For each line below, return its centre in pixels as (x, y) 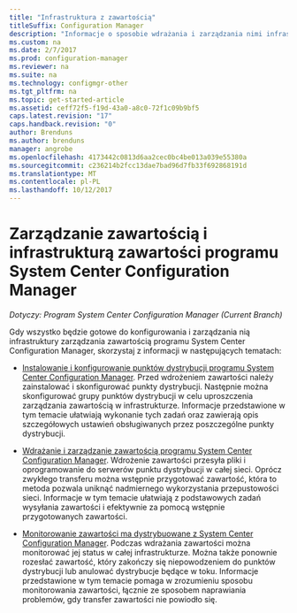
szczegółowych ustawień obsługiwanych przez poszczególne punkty (148, 424)
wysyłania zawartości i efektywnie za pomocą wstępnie (123, 507)
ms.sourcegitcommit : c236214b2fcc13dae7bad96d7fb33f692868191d (128, 165)
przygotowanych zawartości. (75, 516)
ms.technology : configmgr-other (69, 83)
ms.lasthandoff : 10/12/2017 (61, 190)
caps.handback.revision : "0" (63, 125)
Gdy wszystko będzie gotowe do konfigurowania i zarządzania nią (129, 332)
